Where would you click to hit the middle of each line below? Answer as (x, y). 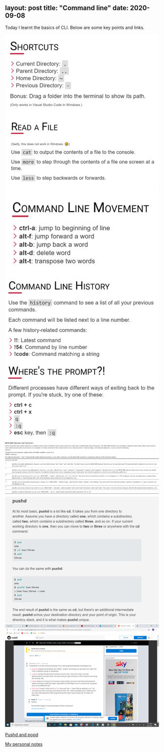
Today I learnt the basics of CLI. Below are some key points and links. (75, 27)
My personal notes (24, 744)
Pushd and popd (22, 734)
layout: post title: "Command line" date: (67, 8)
